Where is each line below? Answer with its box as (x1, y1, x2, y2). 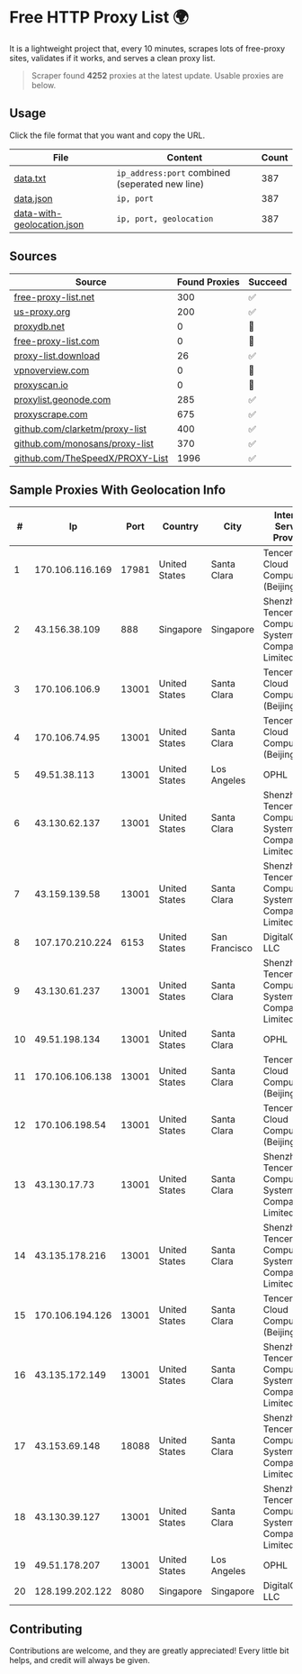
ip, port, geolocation (116, 214, 214, 223)
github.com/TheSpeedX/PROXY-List (13, 451, 169, 464)
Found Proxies (176, 276, 240, 288)
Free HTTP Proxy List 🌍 (9, 7, 190, 28)
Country (162, 520, 200, 532)
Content (166, 150, 203, 163)
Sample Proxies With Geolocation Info (9, 482, 226, 497)
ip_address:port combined (116, 166, 231, 178)
